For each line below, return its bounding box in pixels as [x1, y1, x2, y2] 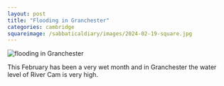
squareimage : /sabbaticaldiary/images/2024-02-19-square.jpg [7, 30, 193, 37]
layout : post [7, 10, 46, 18]
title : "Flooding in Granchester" [7, 17, 110, 24]
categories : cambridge [7, 23, 75, 30]
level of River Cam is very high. [7, 70, 98, 79]
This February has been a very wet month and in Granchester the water [7, 63, 217, 71]
